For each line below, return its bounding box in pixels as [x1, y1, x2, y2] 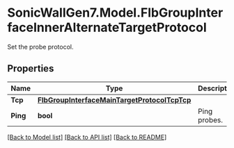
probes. [198, 115, 224, 124]
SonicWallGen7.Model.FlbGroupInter [7, 5, 224, 21]
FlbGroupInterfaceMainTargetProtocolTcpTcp [37, 95, 192, 105]
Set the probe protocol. [7, 42, 74, 51]
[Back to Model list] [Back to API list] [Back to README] [7, 133, 167, 141]
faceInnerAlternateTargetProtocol [7, 19, 207, 35]
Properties [7, 63, 54, 74]
